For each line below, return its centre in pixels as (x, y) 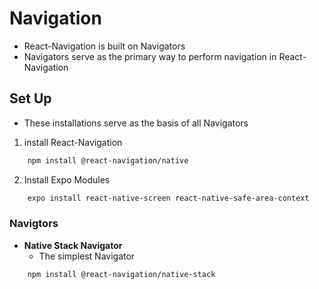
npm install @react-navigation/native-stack (121, 274)
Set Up (30, 98)
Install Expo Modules (67, 179)
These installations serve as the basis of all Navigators (136, 123)
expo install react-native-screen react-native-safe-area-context (168, 198)
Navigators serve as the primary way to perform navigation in (150, 56)
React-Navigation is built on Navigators (104, 46)
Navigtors (34, 224)
